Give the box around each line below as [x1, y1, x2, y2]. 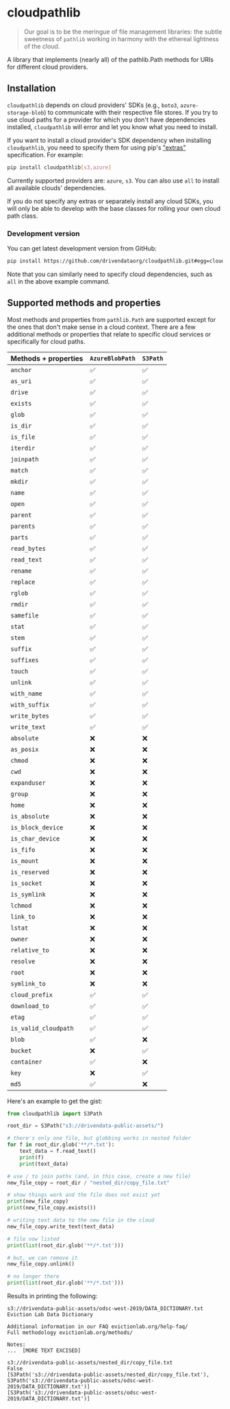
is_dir [10, 422, 32, 430]
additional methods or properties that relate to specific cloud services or [7, 330, 212, 338]
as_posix [10, 745, 39, 753]
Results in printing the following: [7, 1292, 98, 1301]
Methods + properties [10, 354, 84, 363]
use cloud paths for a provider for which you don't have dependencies [7, 115, 206, 124]
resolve [10, 957, 36, 965]
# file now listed [7, 1235, 60, 1242]
